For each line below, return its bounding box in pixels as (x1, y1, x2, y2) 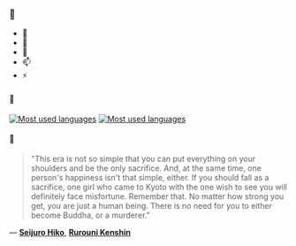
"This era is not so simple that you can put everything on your (30, 153, 256, 164)
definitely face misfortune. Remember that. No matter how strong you (30, 190, 285, 202)
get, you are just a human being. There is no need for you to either (30, 200, 272, 211)
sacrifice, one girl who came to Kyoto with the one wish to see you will (30, 181, 288, 192)
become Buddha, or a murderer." (30, 210, 150, 220)
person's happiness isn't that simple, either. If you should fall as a (30, 172, 269, 182)
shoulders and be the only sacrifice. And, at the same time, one (30, 163, 262, 173)
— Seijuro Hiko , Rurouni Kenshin (9, 227, 131, 237)
